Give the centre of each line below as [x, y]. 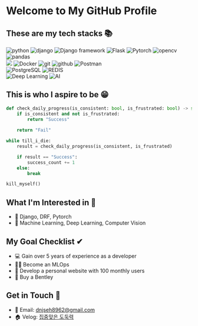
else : [24, 168]
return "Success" [48, 119]
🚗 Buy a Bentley [34, 277]
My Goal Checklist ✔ [45, 241]
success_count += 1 [51, 162]
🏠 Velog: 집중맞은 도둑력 [44, 317]
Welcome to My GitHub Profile [82, 11]
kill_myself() [24, 184]
